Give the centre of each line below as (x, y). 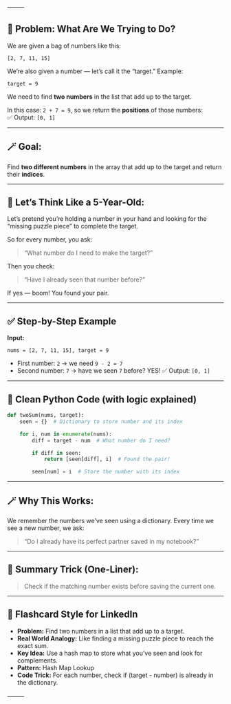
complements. (37, 660)
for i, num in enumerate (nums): (66, 434)
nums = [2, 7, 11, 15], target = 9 (58, 351)
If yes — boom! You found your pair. (58, 293)
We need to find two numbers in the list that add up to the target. (100, 97)
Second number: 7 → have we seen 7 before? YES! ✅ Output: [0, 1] (114, 371)
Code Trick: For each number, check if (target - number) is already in (115, 675)
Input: (16, 338)
